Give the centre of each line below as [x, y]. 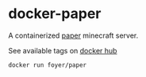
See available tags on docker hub [63, 50]
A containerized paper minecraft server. [73, 35]
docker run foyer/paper [48, 65]
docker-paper [55, 14]
